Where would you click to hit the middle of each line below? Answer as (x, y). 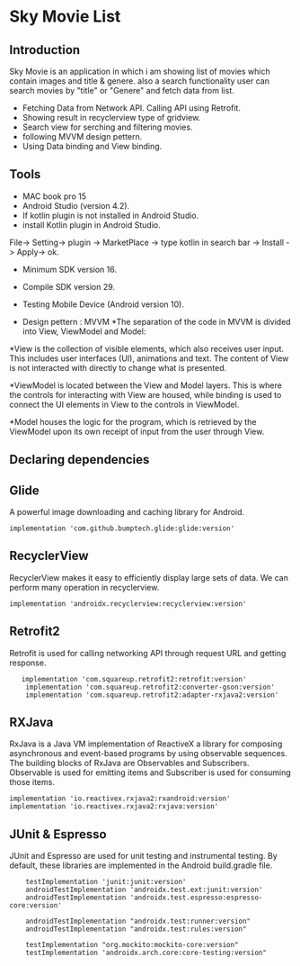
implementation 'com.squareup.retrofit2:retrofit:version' (134, 679)
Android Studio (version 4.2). (76, 205)
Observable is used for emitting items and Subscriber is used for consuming (150, 772)
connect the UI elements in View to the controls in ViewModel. (124, 404)
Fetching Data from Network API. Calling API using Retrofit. (131, 108)
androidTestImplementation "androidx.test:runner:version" (138, 921)
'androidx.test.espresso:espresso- (196, 898)
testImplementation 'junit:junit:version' (106, 882)
